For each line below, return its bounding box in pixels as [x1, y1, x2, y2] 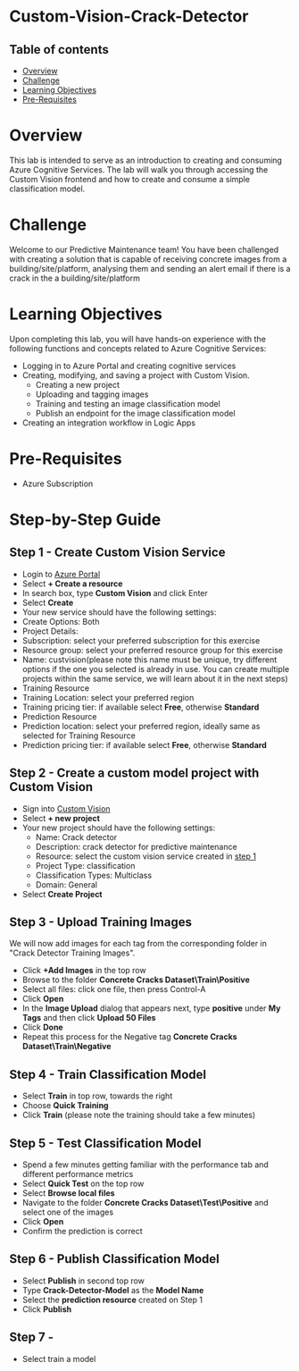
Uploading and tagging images [35, 389, 149, 400]
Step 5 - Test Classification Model [9, 1135, 202, 1150]
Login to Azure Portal [21, 568, 101, 579]
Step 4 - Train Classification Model [9, 1066, 207, 1082]
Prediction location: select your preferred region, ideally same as [21, 720, 261, 731]
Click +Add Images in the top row [21, 965, 146, 976]
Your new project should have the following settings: [21, 822, 216, 833]
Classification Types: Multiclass [35, 870, 153, 880]
